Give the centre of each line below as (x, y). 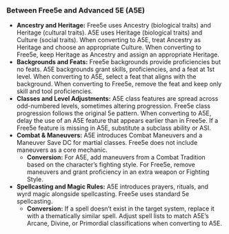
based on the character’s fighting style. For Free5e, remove (111, 165)
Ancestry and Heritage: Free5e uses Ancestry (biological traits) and (114, 26)
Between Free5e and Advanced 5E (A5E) (76, 10)
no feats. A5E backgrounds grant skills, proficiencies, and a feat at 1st (116, 69)
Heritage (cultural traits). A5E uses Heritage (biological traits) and (109, 32)
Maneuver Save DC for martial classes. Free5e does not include (107, 143)
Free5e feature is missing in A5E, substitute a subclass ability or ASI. (113, 128)
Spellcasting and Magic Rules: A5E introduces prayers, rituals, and (112, 187)
